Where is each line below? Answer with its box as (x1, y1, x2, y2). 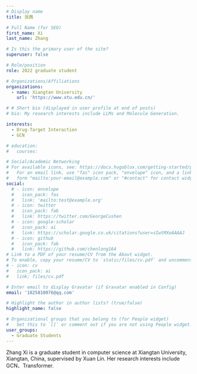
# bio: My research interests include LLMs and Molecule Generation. (6, 111, 180, 117)
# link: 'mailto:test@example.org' (11, 197, 104, 203)
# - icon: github (11, 235, 54, 241)
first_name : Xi (6, 30, 43, 36)
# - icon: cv (6, 262, 38, 268)
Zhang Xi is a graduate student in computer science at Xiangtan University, (6, 349, 187, 356)
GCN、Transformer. (6, 362, 54, 369)
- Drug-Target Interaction (11, 127, 77, 133)
